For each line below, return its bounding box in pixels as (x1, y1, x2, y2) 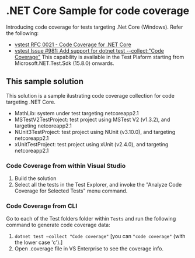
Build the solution (14, 175, 57, 182)
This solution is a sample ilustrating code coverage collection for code (6, 92, 175, 99)
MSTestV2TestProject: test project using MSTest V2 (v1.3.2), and (14, 116, 170, 123)
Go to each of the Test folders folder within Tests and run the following (6, 215, 176, 222)
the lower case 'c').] (14, 239, 63, 246)
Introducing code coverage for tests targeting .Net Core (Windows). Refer (6, 23, 183, 30)
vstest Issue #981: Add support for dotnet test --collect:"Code (14, 47, 165, 54)
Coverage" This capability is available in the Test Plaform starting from (14, 53, 184, 60)
